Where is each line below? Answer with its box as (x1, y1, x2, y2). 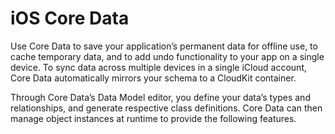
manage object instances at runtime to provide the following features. (10, 112, 297, 124)
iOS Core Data (10, 7, 130, 30)
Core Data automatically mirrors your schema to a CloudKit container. (10, 72, 297, 84)
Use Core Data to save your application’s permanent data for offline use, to (10, 40, 318, 52)
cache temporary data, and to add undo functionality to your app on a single (10, 50, 325, 62)
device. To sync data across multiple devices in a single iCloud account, (10, 61, 307, 73)
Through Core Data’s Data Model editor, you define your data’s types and (10, 91, 311, 103)
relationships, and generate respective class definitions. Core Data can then (10, 102, 323, 114)
